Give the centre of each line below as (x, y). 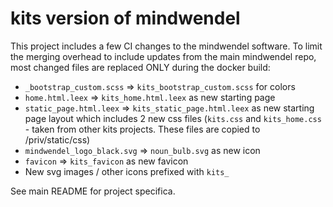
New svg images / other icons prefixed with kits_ (127, 171)
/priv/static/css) (57, 139)
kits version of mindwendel (125, 18)
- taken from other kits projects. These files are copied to (142, 129)
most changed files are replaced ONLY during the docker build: (140, 67)
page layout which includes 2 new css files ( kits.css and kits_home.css (173, 118)
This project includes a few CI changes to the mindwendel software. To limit (166, 46)
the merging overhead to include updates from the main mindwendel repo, (163, 56)
